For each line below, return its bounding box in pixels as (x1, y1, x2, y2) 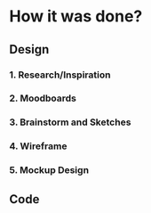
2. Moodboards (9, 92, 77, 104)
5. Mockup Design (9, 164, 90, 176)
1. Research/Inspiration (9, 69, 111, 81)
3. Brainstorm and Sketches (9, 116, 131, 128)
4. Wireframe (9, 140, 68, 152)
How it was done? (9, 6, 143, 27)
